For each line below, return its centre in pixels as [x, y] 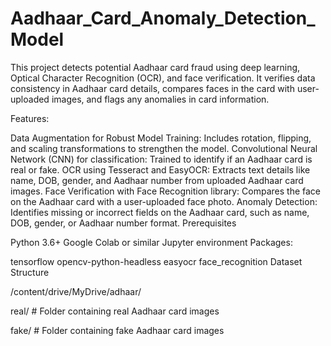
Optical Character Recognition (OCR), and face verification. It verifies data [163, 78]
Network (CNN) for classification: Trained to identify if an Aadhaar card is [161, 159]
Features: [30, 118]
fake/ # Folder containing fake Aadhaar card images [117, 330]
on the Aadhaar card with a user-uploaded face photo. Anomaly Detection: [164, 201]
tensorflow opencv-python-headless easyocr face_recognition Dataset [156, 261]
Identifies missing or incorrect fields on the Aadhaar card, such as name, [160, 212]
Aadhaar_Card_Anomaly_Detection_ [163, 18]
